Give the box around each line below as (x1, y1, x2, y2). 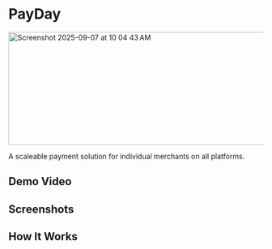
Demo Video (8, 175, 72, 188)
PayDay (8, 5, 62, 23)
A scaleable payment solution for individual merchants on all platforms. (8, 151, 245, 161)
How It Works (8, 230, 79, 243)
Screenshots (8, 202, 74, 216)
